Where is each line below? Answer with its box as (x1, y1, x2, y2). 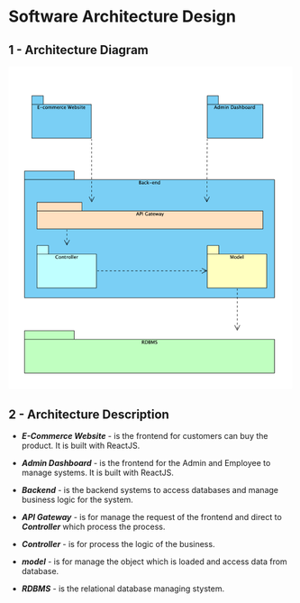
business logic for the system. (21, 494, 134, 506)
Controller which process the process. (21, 521, 166, 533)
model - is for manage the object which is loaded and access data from (21, 556, 287, 567)
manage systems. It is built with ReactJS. (21, 467, 175, 479)
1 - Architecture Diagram (8, 42, 150, 58)
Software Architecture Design (8, 6, 236, 27)
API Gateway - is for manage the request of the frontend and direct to (21, 512, 283, 523)
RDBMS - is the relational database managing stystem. (21, 583, 225, 594)
